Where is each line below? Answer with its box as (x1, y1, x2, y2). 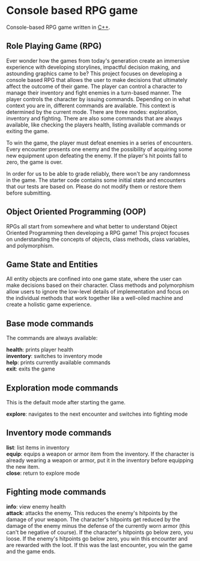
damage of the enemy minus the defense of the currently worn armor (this (6, 522, 190, 529)
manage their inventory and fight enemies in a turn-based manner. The (6, 89, 182, 96)
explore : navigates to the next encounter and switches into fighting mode (6, 410, 188, 418)
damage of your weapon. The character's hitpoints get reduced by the (6, 516, 180, 523)
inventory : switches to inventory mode (6, 353, 103, 360)
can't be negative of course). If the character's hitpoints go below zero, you (6, 528, 193, 536)
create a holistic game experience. (6, 301, 92, 308)
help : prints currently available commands (6, 359, 111, 366)
